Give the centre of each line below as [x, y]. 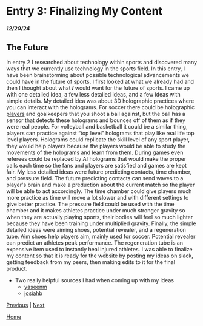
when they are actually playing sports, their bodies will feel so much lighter [100, 217]
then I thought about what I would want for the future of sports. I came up [98, 88]
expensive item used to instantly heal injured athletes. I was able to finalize [99, 249]
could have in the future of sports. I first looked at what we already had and [100, 81]
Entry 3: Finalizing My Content [84, 11]
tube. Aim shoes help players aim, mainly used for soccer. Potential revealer [101, 236]
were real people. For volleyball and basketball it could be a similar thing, [97, 126]
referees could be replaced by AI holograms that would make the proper [96, 158]
